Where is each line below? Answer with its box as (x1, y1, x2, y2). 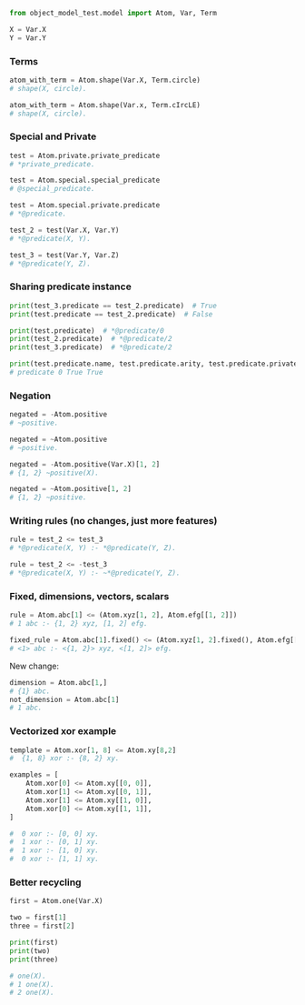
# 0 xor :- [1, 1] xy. (9, 855, 100, 864)
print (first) (9, 938, 59, 947)
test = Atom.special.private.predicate (9, 201, 161, 210)
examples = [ (9, 770, 59, 779)
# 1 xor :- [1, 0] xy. (9, 846, 100, 855)
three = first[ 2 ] (9, 921, 75, 931)
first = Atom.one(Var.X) (9, 897, 103, 906)
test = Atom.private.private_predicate (9, 151, 161, 160)
